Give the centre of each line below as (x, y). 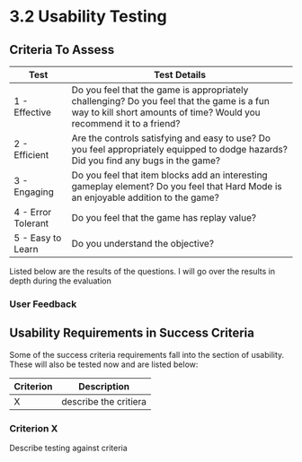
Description (104, 386)
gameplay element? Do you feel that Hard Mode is (177, 186)
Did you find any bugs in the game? (146, 161)
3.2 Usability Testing (89, 17)
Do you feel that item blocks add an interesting (169, 175)
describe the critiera (104, 401)
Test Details (180, 75)
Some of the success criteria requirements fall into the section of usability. (147, 354)
